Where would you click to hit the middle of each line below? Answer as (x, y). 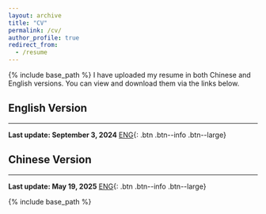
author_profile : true (44, 38)
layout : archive (35, 15)
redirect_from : (33, 45)
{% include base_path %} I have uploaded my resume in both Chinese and (129, 75)
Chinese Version (50, 160)
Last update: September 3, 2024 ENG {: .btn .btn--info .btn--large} (118, 135)
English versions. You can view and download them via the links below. (124, 83)
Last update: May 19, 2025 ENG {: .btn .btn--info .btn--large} (107, 186)
